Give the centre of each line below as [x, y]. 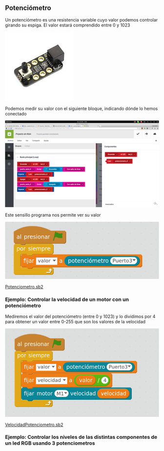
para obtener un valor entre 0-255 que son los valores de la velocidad [75, 321]
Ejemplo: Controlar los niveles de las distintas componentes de [81, 437]
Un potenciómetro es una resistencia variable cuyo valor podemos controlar [82, 20]
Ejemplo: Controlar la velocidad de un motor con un [67, 299]
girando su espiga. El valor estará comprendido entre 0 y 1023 [68, 25]
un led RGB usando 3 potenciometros [50, 443]
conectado [16, 113]
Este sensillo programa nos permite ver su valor [53, 215]
